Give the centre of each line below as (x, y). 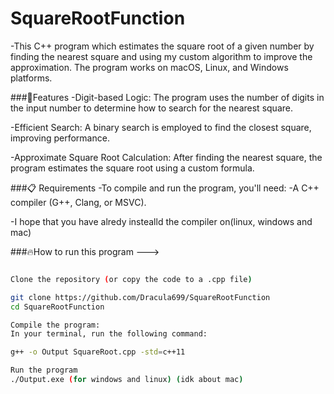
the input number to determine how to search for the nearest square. (151, 108)
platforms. (31, 78)
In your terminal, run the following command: (109, 334)
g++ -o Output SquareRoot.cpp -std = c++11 (98, 352)
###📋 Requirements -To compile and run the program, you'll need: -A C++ (165, 188)
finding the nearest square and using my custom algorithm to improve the (161, 56)
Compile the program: (55, 325)
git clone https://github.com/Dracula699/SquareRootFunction (140, 297)
